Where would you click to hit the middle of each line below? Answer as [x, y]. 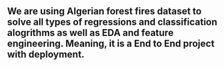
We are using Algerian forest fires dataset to [104, 11]
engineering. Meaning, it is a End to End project [111, 44]
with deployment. [46, 55]
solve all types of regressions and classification [112, 22]
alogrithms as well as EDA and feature [91, 33]
